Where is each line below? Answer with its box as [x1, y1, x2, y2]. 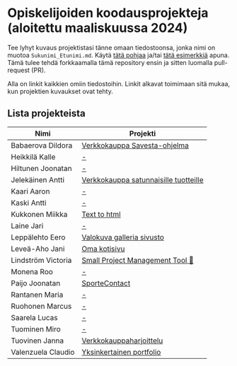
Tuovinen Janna [11, 336, 64, 346]
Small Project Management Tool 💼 [81, 255, 194, 265]
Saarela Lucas [11, 312, 58, 322]
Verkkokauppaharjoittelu [81, 336, 163, 346]
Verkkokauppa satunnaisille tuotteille [81, 175, 204, 184]
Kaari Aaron [11, 186, 50, 196]
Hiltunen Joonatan [11, 163, 72, 173]
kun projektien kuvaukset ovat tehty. [7, 87, 113, 95]
